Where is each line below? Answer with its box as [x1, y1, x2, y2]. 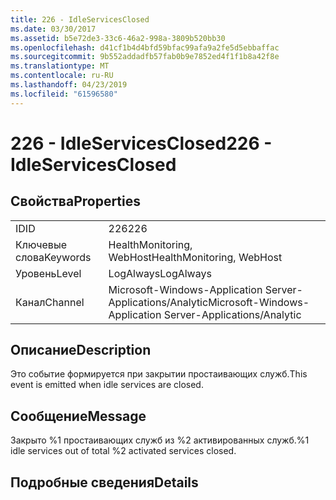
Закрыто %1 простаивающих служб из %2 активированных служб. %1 [10, 434, 310, 446]
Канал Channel [15, 295, 85, 309]
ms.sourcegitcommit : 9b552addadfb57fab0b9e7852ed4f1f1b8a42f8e [10, 52, 280, 62]
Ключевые [15, 237, 67, 251]
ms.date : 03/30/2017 [10, 24, 97, 34]
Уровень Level [15, 266, 82, 280]
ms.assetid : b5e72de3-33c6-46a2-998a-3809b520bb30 [10, 33, 226, 43]
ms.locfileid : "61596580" [10, 89, 118, 99]
